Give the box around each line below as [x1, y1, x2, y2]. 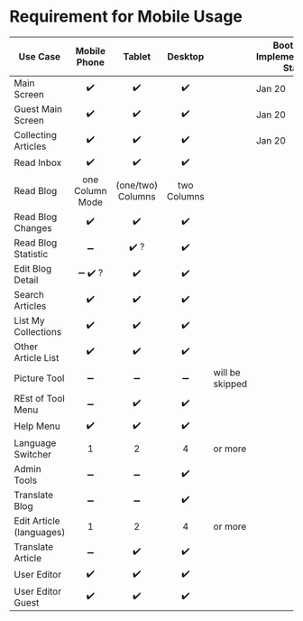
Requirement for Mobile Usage [9, 6, 243, 27]
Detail [14, 273, 39, 286]
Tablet [123, 50, 151, 62]
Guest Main [14, 102, 63, 115]
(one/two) [115, 179, 159, 191]
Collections [14, 325, 62, 338]
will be [213, 366, 241, 378]
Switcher [14, 448, 52, 460]
